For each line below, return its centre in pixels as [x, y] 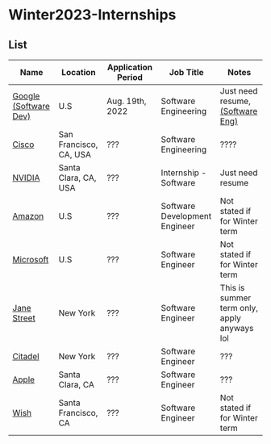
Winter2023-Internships [92, 15]
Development [186, 216]
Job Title [186, 72]
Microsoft [31, 260]
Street [24, 318]
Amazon [28, 216]
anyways [237, 328]
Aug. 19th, [126, 101]
